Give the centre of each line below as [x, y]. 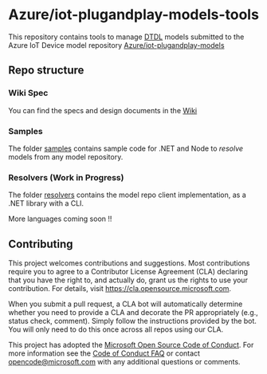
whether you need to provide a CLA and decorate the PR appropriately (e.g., [133, 313]
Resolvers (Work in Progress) [66, 177]
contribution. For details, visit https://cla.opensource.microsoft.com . [120, 289]
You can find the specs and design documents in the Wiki [103, 110]
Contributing [41, 244]
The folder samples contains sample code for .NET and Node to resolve [126, 148]
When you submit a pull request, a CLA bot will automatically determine [126, 304]
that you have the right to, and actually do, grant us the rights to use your [128, 280]
